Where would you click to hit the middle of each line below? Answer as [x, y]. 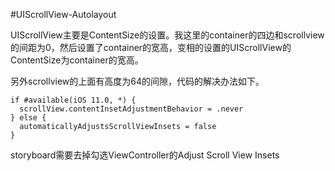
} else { [28, 118]
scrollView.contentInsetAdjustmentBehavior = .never [131, 109]
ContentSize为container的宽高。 [77, 60]
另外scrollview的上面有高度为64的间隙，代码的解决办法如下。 [137, 81]
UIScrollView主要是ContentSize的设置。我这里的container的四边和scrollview [167, 35]
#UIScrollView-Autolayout [63, 14]
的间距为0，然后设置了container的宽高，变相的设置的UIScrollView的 [151, 47]
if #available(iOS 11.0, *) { [73, 100]
